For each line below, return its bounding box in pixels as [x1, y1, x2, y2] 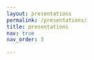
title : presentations [6, 23, 69, 30]
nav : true [6, 29, 35, 37]
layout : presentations [6, 10, 72, 17]
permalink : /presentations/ [6, 17, 88, 24]
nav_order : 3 [6, 36, 44, 43]
